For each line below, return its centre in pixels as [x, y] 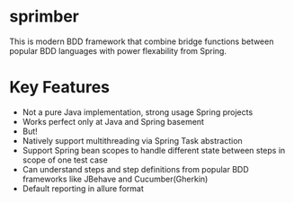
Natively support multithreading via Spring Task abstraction [132, 140]
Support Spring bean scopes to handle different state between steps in [154, 150]
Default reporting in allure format [83, 188]
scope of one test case [65, 160]
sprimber [44, 17]
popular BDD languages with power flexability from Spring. [118, 50]
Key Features [60, 88]
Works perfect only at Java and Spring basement [113, 121]
